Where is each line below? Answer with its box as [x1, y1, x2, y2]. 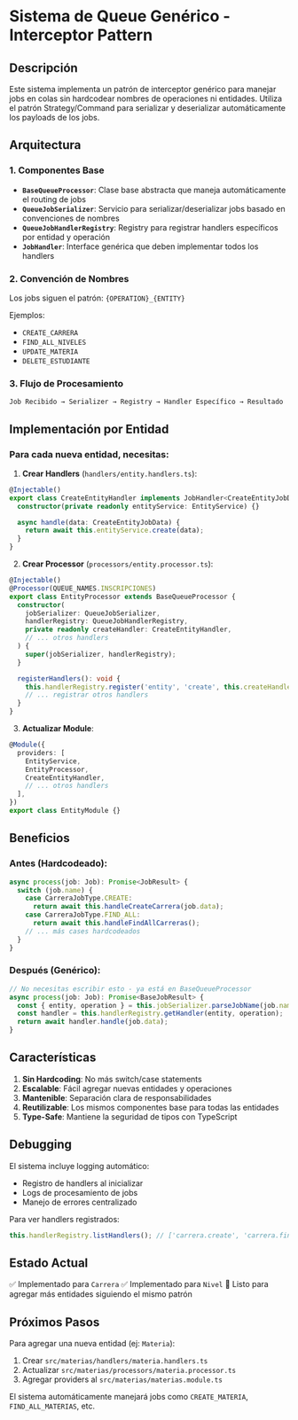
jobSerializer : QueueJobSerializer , [25, 609, 161, 618]
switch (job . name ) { [17, 886, 93, 894]
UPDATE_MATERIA [21, 347, 79, 356]
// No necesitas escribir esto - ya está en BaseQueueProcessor [9, 984, 252, 994]
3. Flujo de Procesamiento [9, 377, 124, 389]
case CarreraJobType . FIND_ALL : [25, 910, 141, 919]
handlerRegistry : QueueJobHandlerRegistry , [25, 617, 189, 626]
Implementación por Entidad [9, 421, 169, 436]
